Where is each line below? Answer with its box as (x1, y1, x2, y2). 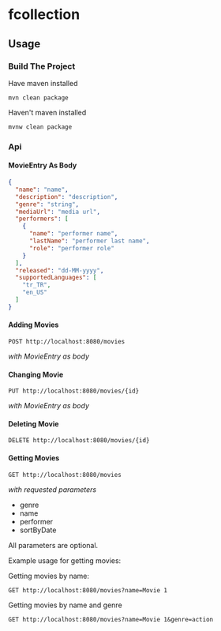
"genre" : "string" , (15, 200, 80, 208)
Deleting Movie (8, 419, 59, 428)
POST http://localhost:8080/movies (8, 337, 125, 345)
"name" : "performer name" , (28, 230, 118, 238)
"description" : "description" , (15, 193, 118, 201)
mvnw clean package (8, 122, 73, 131)
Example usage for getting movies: (8, 555, 122, 565)
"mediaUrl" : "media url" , (15, 208, 101, 216)
